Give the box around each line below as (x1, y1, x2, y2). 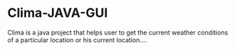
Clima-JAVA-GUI (7, 5, 108, 21)
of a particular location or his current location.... (7, 35, 147, 44)
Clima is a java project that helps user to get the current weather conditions (7, 28, 229, 37)
